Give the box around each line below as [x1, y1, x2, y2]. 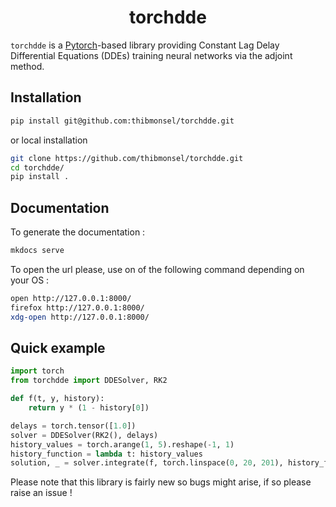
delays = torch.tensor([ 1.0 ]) [10, 421, 137, 431]
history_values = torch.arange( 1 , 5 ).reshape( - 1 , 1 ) [10, 439, 235, 450]
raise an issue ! [10, 487, 73, 499]
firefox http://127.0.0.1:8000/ [10, 302, 145, 313]
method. [10, 60, 45, 72]
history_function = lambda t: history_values [10, 449, 203, 459]
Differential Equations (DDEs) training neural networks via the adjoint [10, 49, 293, 61]
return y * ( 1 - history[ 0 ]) [28, 403, 150, 413]
